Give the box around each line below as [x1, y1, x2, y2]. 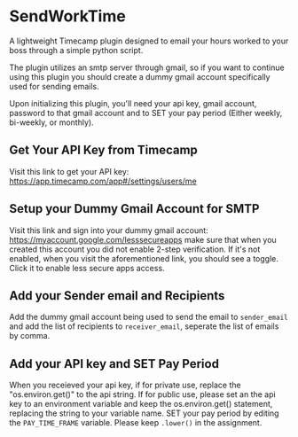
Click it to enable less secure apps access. [9, 262, 166, 273]
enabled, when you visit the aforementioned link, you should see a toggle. [9, 253, 279, 263]
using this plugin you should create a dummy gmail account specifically [9, 71, 271, 82]
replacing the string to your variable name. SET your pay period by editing [9, 408, 279, 418]
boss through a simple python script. [9, 44, 144, 55]
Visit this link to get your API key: [9, 166, 129, 176]
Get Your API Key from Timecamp [9, 143, 198, 158]
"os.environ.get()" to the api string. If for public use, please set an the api [9, 389, 277, 400]
